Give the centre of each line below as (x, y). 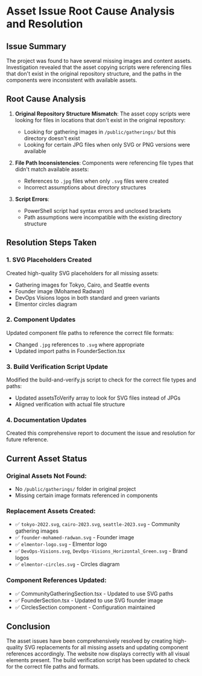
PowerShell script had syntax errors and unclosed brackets (97, 210)
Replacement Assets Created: (51, 511)
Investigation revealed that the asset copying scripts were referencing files (99, 67)
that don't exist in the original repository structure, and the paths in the (94, 73)
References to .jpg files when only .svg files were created (96, 181)
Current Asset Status (47, 459)
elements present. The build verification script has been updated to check (98, 660)
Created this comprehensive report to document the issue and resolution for (101, 433)
